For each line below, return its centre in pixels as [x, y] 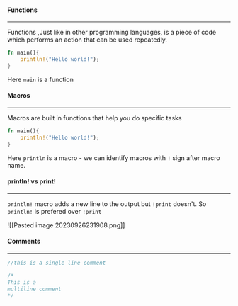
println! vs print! [32, 181]
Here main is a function [41, 79]
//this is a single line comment [57, 263]
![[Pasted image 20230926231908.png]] [66, 225]
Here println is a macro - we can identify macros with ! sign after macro [114, 158]
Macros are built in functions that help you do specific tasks [95, 118]
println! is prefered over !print [55, 211]
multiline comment [34, 289]
